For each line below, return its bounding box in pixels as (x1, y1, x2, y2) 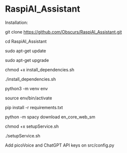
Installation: (5, 19, 28, 25)
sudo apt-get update (5, 48, 46, 54)
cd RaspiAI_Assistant (5, 38, 47, 44)
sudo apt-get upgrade (5, 57, 49, 63)
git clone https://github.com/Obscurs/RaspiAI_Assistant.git (5, 29, 122, 35)
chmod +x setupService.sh (5, 123, 59, 129)
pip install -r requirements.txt (5, 104, 63, 110)
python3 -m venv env (5, 85, 48, 91)
